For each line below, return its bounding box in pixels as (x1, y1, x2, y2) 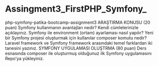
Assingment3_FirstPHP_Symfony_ (5, 3, 147, 15)
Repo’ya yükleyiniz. (5, 55, 44, 61)
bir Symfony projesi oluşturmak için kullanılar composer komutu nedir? (5, 35, 147, 41)
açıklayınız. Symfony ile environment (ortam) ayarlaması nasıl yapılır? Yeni (5, 30, 154, 35)
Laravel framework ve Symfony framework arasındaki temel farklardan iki (5, 40, 153, 46)
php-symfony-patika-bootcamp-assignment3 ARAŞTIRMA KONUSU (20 (5, 19, 151, 25)
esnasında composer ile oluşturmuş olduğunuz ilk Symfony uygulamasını (5, 50, 152, 56)
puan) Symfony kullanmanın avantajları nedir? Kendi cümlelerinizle (5, 24, 138, 30)
